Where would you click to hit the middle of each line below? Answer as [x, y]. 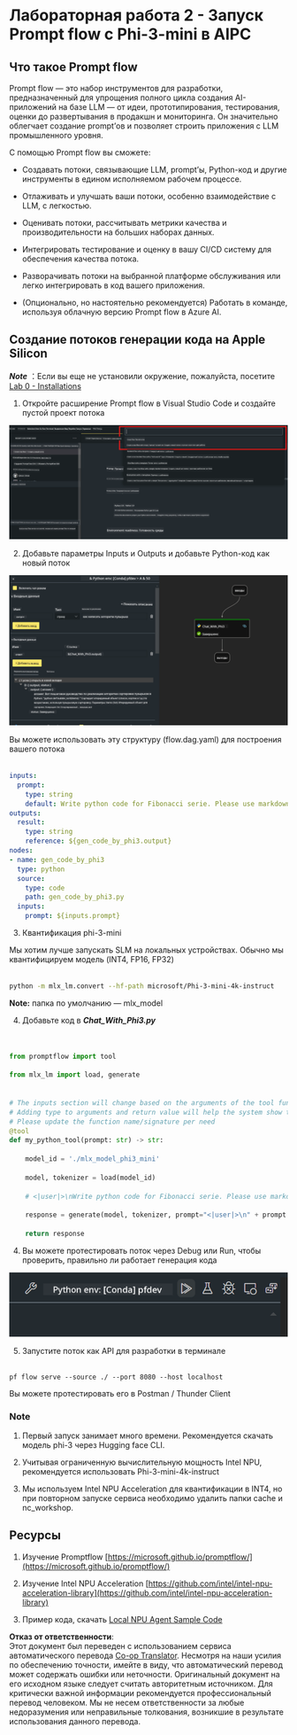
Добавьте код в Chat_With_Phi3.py [89, 1020]
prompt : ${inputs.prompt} [73, 916]
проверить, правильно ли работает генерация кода [119, 1260]
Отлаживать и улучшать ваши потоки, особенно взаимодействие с [149, 196]
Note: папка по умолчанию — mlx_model [86, 1003]
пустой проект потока [63, 412]
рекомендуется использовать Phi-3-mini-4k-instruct [120, 1472]
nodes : [21, 851]
